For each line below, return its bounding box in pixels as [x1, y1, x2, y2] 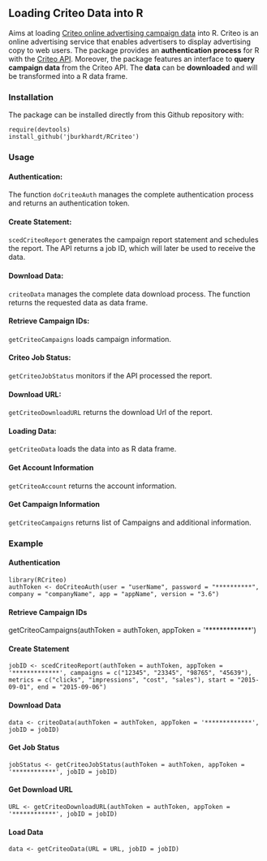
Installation [8, 91, 54, 102]
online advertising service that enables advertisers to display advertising [8, 37, 252, 46]
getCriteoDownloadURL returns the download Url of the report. [8, 408, 213, 418]
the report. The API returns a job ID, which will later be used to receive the [8, 244, 256, 253]
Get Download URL [8, 785, 73, 794]
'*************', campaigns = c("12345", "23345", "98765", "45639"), [8, 669, 252, 677]
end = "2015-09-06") [37, 683, 107, 691]
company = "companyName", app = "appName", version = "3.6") [8, 590, 220, 598]
